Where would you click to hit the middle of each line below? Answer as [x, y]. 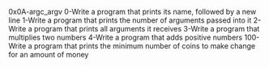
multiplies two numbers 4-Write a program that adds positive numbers [126, 37]
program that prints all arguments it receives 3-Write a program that [147, 29]
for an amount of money [49, 54]
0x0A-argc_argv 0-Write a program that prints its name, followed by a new [132, 12]
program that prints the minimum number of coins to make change [145, 46]
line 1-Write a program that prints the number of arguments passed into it [130, 20]
